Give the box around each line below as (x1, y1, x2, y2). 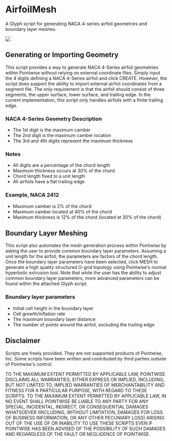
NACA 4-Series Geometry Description (5, 115, 102, 122)
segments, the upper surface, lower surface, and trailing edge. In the (5, 91, 151, 98)
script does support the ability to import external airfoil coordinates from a (5, 81, 162, 87)
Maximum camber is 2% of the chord (12, 203, 91, 209)
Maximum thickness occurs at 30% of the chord (12, 168, 115, 174)
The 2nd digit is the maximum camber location (12, 132, 111, 139)
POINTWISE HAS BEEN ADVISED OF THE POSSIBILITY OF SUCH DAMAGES (5, 425, 166, 432)
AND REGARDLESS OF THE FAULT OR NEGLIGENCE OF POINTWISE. (5, 431, 150, 437)
